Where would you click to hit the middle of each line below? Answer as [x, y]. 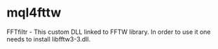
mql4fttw [34, 13]
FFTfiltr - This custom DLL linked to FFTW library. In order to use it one [109, 32]
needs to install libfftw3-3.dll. [49, 39]
